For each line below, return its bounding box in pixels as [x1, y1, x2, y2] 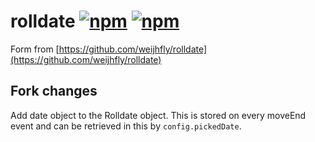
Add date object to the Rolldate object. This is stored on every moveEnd [10, 109, 307, 121]
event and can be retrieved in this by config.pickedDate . [10, 120, 242, 132]
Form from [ [10, 43, 60, 55]
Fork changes [10, 83, 98, 100]
